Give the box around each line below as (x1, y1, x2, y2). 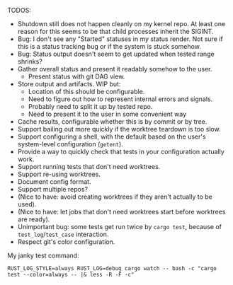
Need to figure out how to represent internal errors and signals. (28, 95, 213, 103)
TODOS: (7, 6, 32, 14)
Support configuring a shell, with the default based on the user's (17, 132, 207, 141)
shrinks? (17, 57, 42, 66)
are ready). (17, 215, 50, 223)
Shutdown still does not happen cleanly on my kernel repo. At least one (17, 20, 226, 28)
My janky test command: (7, 251, 79, 260)
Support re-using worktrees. (17, 170, 101, 178)
